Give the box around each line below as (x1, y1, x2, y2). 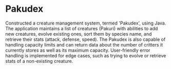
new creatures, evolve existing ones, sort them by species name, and (5, 31, 152, 37)
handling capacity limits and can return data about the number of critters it (5, 41, 163, 48)
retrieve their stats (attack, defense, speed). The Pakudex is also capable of (5, 36, 166, 42)
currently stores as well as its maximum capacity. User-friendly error (5, 47, 150, 53)
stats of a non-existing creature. (5, 58, 73, 64)
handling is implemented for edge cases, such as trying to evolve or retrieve (5, 52, 166, 59)
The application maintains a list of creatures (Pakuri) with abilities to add (5, 25, 158, 31)
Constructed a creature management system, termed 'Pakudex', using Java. (5, 20, 166, 26)
